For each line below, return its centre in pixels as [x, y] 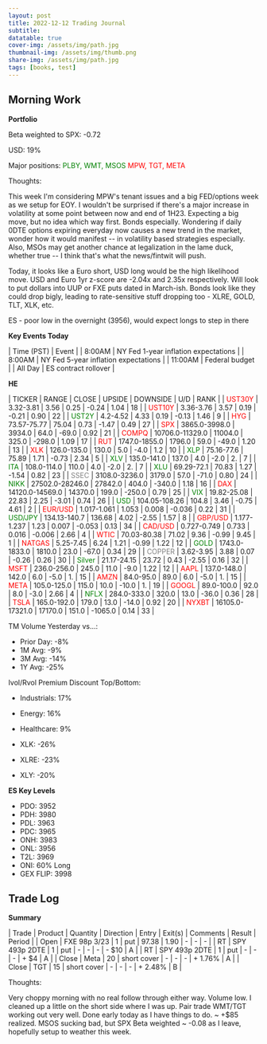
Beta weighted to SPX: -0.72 [54, 134]
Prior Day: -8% [44, 642]
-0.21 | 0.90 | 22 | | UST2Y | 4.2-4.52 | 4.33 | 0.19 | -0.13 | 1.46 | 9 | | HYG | [130, 416]
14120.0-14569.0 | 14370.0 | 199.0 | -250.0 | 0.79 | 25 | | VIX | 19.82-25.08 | [130, 492]
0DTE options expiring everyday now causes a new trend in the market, [125, 230]
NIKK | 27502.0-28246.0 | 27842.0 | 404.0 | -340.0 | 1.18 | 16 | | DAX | [122, 484]
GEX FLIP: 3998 [46, 873]
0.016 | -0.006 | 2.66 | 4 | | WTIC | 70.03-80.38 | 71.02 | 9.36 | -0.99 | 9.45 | [132, 534]
